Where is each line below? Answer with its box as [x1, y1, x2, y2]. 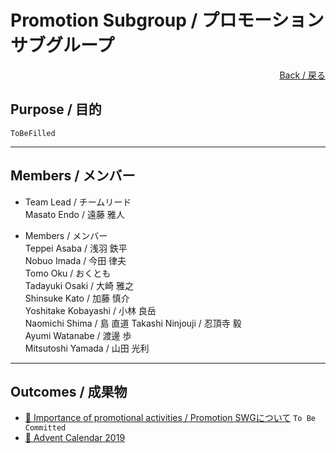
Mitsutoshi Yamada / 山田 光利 [24, 342, 150, 354]
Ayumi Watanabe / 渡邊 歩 [24, 329, 132, 341]
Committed [24, 423, 67, 433]
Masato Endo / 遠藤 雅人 [24, 208, 125, 220]
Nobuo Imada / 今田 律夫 [24, 254, 127, 266]
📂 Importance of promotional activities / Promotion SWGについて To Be [24, 412, 316, 424]
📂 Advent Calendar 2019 [24, 432, 126, 444]
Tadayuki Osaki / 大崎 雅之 [24, 279, 134, 291]
